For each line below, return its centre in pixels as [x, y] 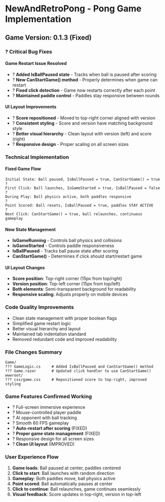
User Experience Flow [32, 457]
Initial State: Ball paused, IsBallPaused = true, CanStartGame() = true [83, 180]
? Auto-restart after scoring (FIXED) [50, 428]
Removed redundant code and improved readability [64, 339]
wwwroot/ [14, 376]
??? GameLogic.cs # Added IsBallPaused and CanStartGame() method [79, 367]
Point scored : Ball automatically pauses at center [62, 484]
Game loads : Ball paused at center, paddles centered [66, 468]
